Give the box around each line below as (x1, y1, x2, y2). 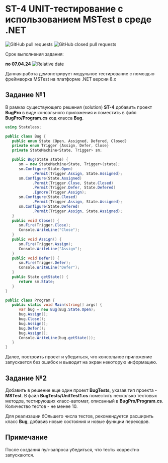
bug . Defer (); (18, 326, 46, 331)
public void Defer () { (12, 256, 59, 261)
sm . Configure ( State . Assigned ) (18, 175, 82, 181)
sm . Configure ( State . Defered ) (18, 204, 80, 209)
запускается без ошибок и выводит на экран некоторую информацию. (5, 359, 157, 365)
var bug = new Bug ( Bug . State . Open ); (18, 307, 96, 312)
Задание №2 (5, 374, 47, 382)
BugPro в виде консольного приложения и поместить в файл (5, 109, 137, 115)
